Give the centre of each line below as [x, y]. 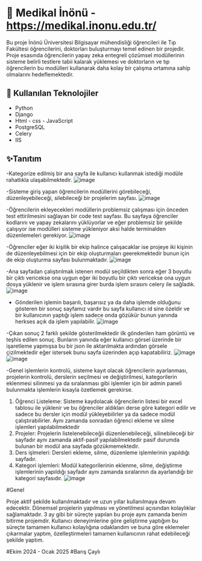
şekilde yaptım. [25, 540]
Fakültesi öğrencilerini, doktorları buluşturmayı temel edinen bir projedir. [96, 49]
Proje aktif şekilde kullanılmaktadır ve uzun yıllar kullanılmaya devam [91, 501]
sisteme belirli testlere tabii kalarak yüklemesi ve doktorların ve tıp [88, 61]
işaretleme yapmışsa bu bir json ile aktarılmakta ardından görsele [87, 346]
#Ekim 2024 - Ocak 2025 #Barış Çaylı [53, 551]
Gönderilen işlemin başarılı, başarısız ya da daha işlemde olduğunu [98, 302]
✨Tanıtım [24, 159]
